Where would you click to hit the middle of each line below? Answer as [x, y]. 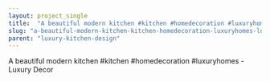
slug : [17, 31]
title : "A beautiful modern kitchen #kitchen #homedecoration [117, 23]
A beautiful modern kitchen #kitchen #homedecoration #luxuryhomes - [127, 61]
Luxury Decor [31, 70]
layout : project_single [48, 16]
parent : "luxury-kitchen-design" [64, 38]
